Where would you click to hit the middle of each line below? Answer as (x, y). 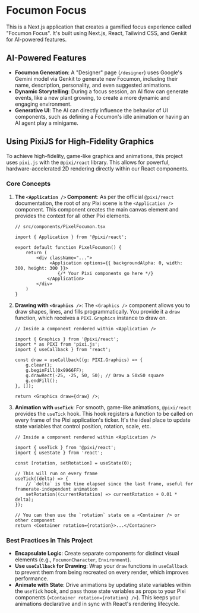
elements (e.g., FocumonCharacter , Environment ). (73, 560)
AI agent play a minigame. (46, 123)
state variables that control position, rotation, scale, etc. (83, 426)
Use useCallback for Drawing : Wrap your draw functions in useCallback (101, 566)
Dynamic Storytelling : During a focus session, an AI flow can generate (102, 91)
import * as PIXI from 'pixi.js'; (57, 344)
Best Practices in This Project (50, 540)
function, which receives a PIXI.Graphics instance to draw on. (91, 318)
